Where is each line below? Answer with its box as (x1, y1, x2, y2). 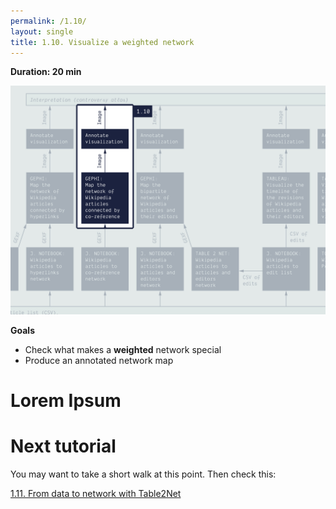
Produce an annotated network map (24, 354, 174, 366)
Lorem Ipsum (10, 389, 122, 412)
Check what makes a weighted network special (24, 343, 222, 355)
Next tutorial (10, 435, 117, 457)
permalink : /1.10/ (10, 16, 87, 26)
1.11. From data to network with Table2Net (10, 487, 182, 499)
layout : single (10, 26, 74, 37)
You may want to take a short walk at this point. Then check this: (10, 468, 277, 480)
